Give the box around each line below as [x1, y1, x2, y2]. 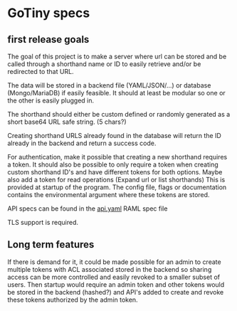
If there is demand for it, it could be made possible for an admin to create [7, 258, 222, 266]
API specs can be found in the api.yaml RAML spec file [7, 204, 168, 213]
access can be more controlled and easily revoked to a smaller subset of [7, 273, 221, 281]
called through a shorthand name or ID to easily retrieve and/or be [7, 60, 201, 68]
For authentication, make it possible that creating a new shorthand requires [7, 153, 228, 161]
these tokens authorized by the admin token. [7, 295, 138, 304]
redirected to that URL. [7, 68, 74, 75]
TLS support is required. [7, 218, 79, 226]
